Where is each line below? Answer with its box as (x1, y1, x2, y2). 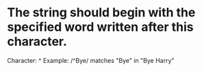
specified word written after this (7, 19, 194, 35)
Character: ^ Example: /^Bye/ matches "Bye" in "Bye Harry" (7, 56, 175, 64)
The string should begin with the (7, 5, 196, 20)
